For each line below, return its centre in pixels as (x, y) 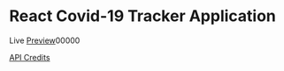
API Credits (30, 57)
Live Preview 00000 (45, 40)
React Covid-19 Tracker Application (143, 16)
